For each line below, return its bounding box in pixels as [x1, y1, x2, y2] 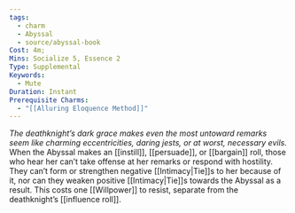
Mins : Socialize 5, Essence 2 [9, 54, 121, 63]
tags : [9, 12, 29, 22]
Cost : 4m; [9, 46, 46, 55]
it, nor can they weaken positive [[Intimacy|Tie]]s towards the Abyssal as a [9, 175, 282, 186]
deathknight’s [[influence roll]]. [9, 194, 122, 205]
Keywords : [9, 71, 46, 80]
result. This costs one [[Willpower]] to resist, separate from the [9, 185, 239, 195]
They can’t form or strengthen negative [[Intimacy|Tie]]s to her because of [9, 166, 282, 177]
